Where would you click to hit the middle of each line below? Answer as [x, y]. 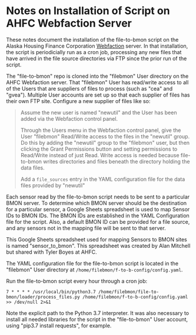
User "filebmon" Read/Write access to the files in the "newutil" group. [105, 136]
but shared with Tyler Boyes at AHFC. [52, 252]
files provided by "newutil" [53, 185]
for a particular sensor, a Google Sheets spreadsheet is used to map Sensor [98, 209]
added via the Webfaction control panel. [69, 118]
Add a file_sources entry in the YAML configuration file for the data [103, 179]
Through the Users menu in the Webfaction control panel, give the [101, 130]
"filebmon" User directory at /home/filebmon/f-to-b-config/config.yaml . [94, 270]
